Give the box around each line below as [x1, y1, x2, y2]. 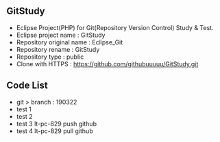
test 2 [16, 112, 33, 120]
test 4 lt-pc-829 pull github [16, 126, 93, 135]
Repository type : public [16, 53, 84, 61]
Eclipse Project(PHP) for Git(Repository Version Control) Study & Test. [16, 23, 214, 31]
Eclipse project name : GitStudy [16, 31, 106, 39]
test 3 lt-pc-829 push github [16, 119, 97, 128]
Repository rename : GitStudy [16, 45, 100, 53]
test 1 [16, 105, 32, 113]
